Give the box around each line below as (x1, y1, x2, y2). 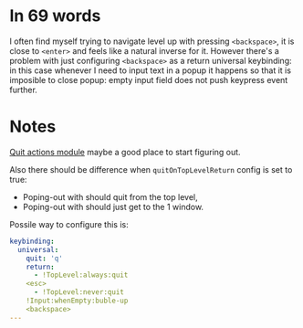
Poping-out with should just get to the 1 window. (22, 201, 204, 212)
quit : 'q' (26, 253, 64, 263)
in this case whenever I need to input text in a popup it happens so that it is (9, 65, 292, 76)
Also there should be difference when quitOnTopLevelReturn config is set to (9, 164, 293, 175)
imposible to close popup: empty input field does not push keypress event (9, 74, 288, 85)
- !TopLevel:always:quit (33, 270, 129, 280)
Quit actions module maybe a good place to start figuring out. (9, 146, 241, 157)
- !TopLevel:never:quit (33, 288, 125, 297)
